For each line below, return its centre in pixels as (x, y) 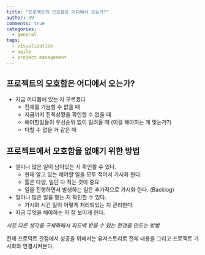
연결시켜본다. (38, 246)
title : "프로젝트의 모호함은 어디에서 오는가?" (58, 12)
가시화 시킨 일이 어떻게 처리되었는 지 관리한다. (79, 205)
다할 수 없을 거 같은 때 (50, 130)
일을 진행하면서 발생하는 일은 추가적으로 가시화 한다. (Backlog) (99, 190)
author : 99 (20, 18)
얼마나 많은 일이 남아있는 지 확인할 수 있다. (66, 167)
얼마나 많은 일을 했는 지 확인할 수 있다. (61, 197)
